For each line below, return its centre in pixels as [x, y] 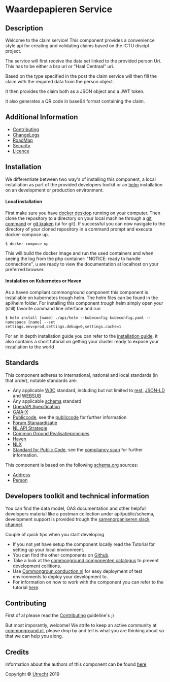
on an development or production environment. [55, 190]
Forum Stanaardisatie [35, 423]
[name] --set [42, 322]
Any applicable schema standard [47, 401]
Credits [17, 652]
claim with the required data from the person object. [60, 82]
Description [24, 28]
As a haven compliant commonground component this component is [77, 293]
